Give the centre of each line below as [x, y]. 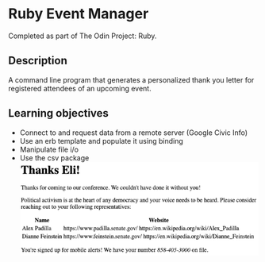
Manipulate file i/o [49, 149]
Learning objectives [59, 113]
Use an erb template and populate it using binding [102, 141]
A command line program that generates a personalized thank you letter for [131, 79]
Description [38, 61]
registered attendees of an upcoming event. [80, 88]
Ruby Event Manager [79, 14]
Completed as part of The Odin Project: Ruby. [83, 36]
